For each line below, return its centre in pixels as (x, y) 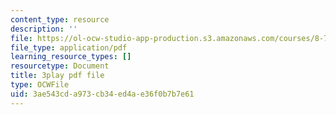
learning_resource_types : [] (71, 57)
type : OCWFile (40, 85)
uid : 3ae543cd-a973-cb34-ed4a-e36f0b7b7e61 (102, 94)
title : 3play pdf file (57, 76)
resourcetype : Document (60, 66)
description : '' (44, 29)
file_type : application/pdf (69, 47)
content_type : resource (60, 19)
